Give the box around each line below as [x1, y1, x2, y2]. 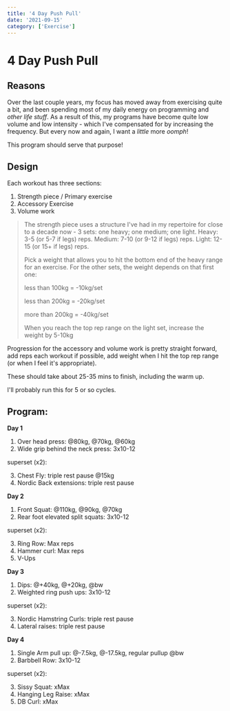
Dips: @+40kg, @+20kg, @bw [17, 581, 103, 589]
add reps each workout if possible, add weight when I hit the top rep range [7, 352, 219, 360]
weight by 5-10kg [23, 331, 74, 340]
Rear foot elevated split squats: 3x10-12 [17, 513, 129, 521]
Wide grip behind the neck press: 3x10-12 [17, 445, 136, 453]
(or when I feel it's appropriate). [7, 359, 97, 367]
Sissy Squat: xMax [17, 683, 70, 691]
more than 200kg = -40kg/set [23, 311, 109, 319]
